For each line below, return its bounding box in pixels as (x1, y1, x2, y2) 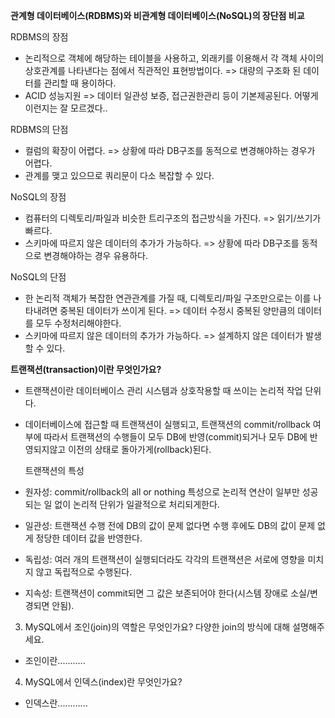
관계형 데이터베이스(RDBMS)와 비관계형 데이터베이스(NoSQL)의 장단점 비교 (10, 10, 305, 21)
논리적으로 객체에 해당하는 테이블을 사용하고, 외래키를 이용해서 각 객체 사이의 (24, 52, 325, 64)
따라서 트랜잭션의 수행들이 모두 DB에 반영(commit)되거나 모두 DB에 (43, 431, 308, 443)
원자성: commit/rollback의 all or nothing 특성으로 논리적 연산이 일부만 (24, 486, 300, 498)
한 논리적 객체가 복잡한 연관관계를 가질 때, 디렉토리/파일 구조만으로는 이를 (24, 292, 312, 304)
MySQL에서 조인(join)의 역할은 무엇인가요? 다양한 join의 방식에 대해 (24, 621, 291, 633)
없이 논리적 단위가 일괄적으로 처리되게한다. (54, 499, 220, 510)
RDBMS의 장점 (10, 31, 69, 43)
